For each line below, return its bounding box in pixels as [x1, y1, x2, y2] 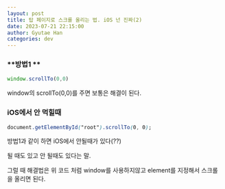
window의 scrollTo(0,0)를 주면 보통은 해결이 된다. [7, 89, 142, 97]
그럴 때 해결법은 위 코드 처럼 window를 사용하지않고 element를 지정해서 [7, 166, 200, 175]
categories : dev [7, 36, 54, 43]
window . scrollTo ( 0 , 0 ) [7, 76, 69, 82]
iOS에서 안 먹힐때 [7, 108, 62, 118]
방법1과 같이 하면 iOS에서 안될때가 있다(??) [7, 137, 122, 145]
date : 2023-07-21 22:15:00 [7, 23, 84, 30]
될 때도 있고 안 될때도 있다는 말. [7, 152, 91, 160]
